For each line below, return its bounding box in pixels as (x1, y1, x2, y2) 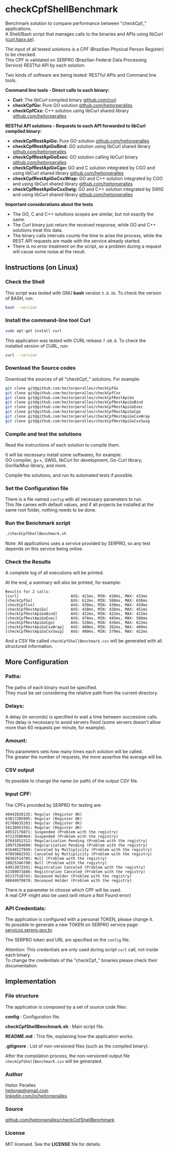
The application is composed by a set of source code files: (5, 1004, 127, 1010)
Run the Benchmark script (5, 520, 71, 527)
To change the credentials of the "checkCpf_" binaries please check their (5, 957, 158, 963)
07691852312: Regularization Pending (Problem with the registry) (5, 838, 148, 843)
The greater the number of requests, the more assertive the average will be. (5, 754, 163, 760)
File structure (5, 993, 39, 1000)
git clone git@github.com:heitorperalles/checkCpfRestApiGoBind (5, 400, 143, 405)
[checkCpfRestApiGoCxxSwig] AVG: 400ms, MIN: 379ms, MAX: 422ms (5, 629, 148, 634)
